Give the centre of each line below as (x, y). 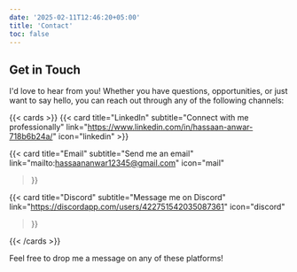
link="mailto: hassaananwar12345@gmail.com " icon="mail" (117, 163)
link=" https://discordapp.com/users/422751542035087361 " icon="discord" (147, 207)
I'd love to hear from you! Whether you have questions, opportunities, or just (148, 91)
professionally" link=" (49, 127)
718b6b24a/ (31, 136)
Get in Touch (45, 70)
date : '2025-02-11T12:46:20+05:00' (75, 17)
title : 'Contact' (41, 26)
